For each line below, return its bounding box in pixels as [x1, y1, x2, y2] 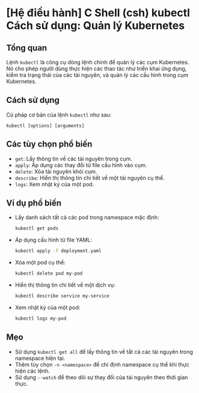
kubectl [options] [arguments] [6, 123, 85, 129]
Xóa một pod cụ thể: [14, 259, 66, 266]
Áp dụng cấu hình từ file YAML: [14, 236, 92, 243]
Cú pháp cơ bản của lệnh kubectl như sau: [6, 111, 112, 118]
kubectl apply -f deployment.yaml [14, 248, 102, 254]
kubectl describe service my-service [14, 293, 110, 299]
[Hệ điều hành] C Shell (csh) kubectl [6, 6, 191, 20]
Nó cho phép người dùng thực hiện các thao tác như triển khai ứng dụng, [6, 65, 187, 72]
